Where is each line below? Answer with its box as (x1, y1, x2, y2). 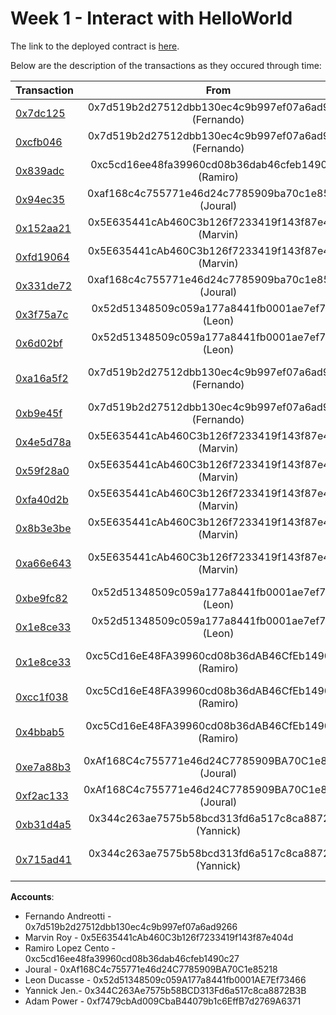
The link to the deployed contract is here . (10, 40, 180, 52)
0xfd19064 (15, 250, 70, 264)
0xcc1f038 (15, 690, 69, 704)
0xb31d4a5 (15, 817, 72, 831)
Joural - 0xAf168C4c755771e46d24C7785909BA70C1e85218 (24, 963, 278, 975)
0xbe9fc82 (15, 591, 68, 605)
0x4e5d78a (15, 435, 72, 449)
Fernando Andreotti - (24, 910, 112, 922)
